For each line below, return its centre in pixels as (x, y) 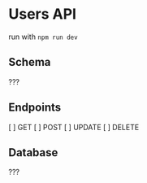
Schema (30, 62)
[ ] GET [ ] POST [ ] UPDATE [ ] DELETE (74, 127)
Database (33, 152)
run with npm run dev (43, 37)
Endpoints (35, 108)
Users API (43, 14)
